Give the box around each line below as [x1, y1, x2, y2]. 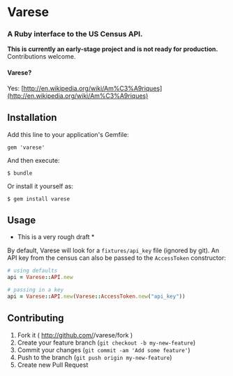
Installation [7, 112, 57, 124]
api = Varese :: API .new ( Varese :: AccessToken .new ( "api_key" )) [7, 293, 186, 300]
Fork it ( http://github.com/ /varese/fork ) [17, 331, 133, 339]
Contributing [7, 312, 64, 324]
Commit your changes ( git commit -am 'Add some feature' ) [17, 345, 190, 354]
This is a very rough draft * [17, 233, 95, 241]
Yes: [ [7, 84, 24, 92]
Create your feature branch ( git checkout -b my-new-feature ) [17, 338, 196, 347]
